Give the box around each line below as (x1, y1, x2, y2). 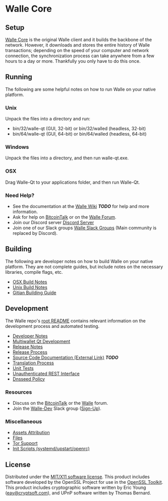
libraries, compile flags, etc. (5, 269, 63, 275)
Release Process (12, 349, 48, 355)
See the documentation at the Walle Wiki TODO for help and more (12, 203, 150, 209)
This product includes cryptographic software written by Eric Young (5, 484, 146, 491)
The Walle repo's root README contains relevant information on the (5, 317, 146, 324)
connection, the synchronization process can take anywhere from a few (5, 53, 155, 59)
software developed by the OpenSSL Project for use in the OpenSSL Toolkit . (5, 479, 163, 485)
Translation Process (12, 360, 54, 366)
